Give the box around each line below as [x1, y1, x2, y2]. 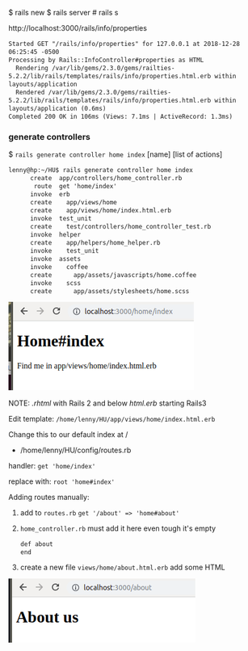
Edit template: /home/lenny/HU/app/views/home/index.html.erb [8, 414, 216, 424]
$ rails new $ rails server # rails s [8, 8, 119, 17]
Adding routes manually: [8, 493, 90, 502]
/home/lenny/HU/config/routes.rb [19, 445, 132, 456]
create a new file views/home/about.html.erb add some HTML [19, 562, 226, 573]
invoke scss [29, 279, 82, 288]
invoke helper [29, 231, 82, 239]
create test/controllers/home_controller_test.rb [29, 223, 212, 231]
